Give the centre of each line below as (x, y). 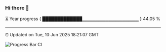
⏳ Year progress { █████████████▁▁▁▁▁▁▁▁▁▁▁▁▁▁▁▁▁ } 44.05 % (83, 19)
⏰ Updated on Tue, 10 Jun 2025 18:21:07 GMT (52, 35)
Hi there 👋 (17, 8)
